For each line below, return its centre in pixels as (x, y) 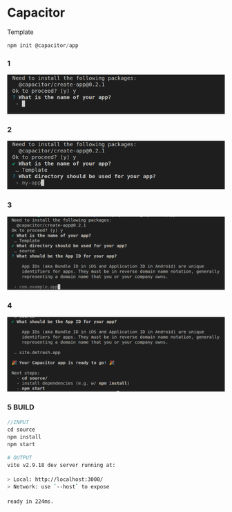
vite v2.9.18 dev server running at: (61, 465)
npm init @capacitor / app (43, 45)
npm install (24, 437)
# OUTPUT (20, 458)
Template (20, 32)
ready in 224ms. (30, 502)
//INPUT (18, 423)
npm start (21, 444)
